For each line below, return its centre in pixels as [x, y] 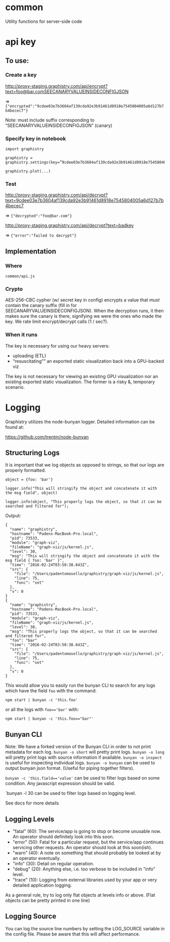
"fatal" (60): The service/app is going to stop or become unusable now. [87, 831]
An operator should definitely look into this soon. [63, 837]
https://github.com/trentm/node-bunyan [47, 437]
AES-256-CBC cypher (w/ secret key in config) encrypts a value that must [82, 300]
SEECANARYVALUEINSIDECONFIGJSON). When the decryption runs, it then [84, 311]
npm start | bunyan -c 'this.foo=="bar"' [50, 719]
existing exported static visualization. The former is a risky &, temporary [80, 382]
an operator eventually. [36, 858]
